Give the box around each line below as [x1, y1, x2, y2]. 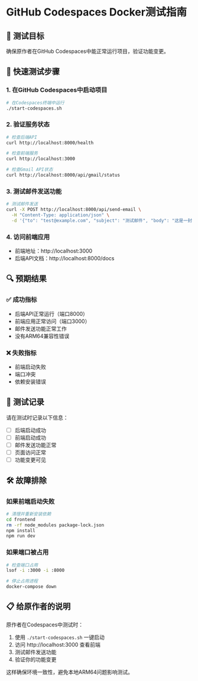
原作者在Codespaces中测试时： [6, 621, 84, 628]
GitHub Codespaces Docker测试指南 [6, 5, 187, 19]
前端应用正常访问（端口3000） [14, 318, 90, 325]
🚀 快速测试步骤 [6, 66, 60, 77]
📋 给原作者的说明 [6, 602, 71, 612]
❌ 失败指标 [6, 349, 37, 357]
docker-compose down [6, 584, 57, 590]
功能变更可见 [14, 456, 46, 463]
